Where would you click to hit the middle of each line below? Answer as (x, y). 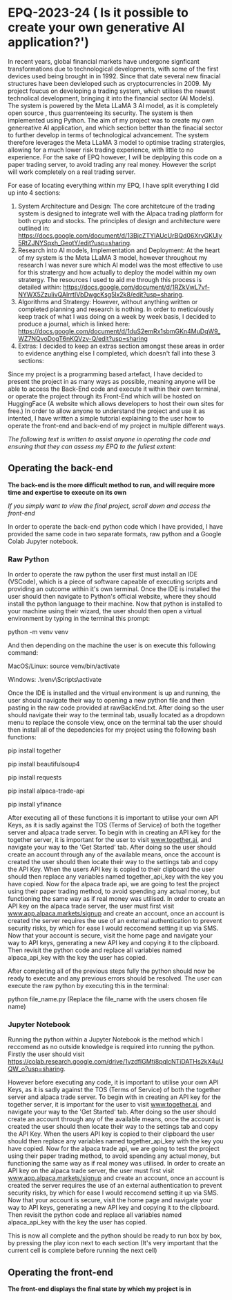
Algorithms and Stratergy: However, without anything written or (108, 301)
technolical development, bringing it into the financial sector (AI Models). (111, 98)
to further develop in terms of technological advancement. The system (108, 135)
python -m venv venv (38, 632)
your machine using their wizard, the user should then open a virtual (105, 611)
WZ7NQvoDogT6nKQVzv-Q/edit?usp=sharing (83, 338)
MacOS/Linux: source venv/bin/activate (64, 666)
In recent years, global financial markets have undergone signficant (104, 61)
